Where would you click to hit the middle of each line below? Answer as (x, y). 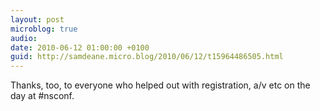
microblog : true (44, 29)
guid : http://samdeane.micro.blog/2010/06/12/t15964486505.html (147, 57)
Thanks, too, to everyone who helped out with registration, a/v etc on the (160, 85)
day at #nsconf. (42, 96)
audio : (24, 38)
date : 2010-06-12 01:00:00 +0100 (80, 47)
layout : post (37, 19)
